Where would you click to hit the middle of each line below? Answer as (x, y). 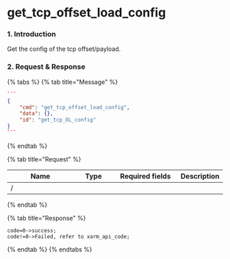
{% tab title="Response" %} (47, 218)
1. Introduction (31, 34)
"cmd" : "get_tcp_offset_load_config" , (75, 107)
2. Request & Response (46, 67)
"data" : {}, (36, 114)
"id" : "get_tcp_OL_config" (58, 120)
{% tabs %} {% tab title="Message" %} (63, 82)
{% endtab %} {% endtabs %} (50, 249)
